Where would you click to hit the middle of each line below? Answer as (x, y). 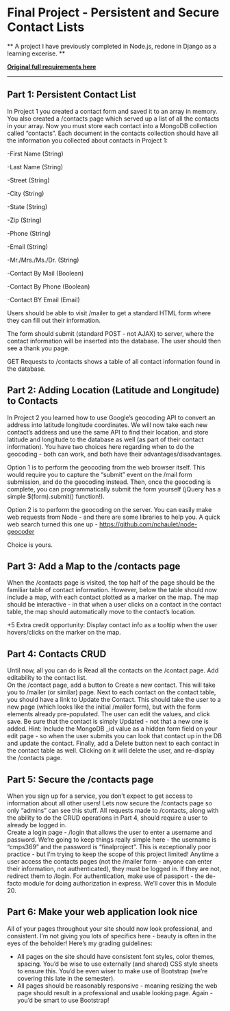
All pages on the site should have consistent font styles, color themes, (116, 956)
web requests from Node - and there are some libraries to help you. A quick (114, 517)
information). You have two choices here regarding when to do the (101, 446)
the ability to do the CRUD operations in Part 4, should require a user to (107, 818)
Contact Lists (46, 27)
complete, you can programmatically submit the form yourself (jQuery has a (114, 489)
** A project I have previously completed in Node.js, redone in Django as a (112, 46)
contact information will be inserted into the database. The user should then (114, 341)
